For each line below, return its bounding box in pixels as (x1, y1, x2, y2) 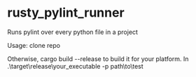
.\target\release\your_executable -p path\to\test (7, 62, 143, 70)
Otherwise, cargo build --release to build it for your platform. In (7, 54, 189, 63)
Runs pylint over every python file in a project (7, 28, 139, 36)
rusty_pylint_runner (7, 5, 125, 21)
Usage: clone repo (7, 41, 61, 49)
